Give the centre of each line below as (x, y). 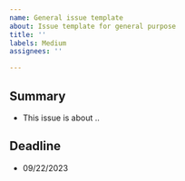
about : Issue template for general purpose (93, 26)
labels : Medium (38, 43)
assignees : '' (36, 52)
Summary (38, 96)
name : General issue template (67, 18)
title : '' (28, 34)
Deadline (35, 146)
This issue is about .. (61, 118)
